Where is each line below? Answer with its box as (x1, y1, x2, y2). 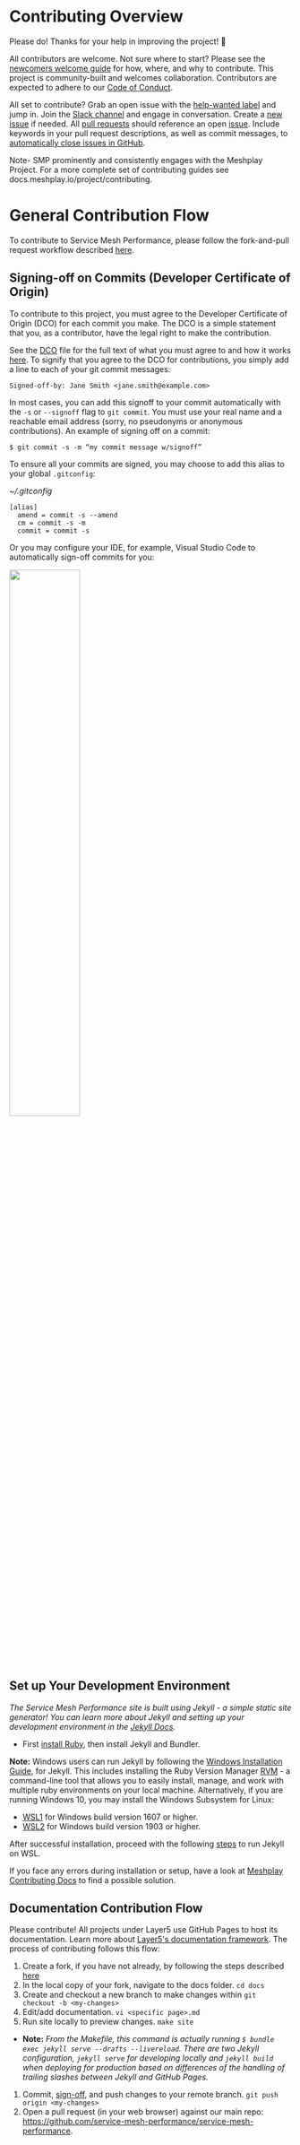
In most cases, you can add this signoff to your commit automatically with (9, 396, 281, 407)
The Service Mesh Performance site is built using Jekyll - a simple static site (9, 1702, 292, 1713)
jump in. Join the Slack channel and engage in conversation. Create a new (9, 109, 283, 119)
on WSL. (9, 1847, 41, 1858)
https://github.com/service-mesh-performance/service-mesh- (21, 2116, 254, 2127)
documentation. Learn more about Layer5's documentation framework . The (9, 1934, 288, 1945)
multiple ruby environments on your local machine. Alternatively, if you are (9, 1785, 284, 1795)
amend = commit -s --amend (17, 510, 118, 519)
